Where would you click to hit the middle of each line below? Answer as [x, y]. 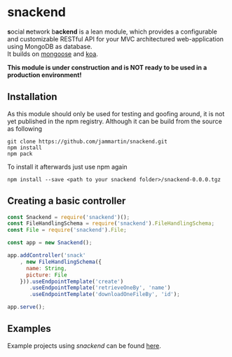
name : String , [47, 268]
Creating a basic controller [67, 201]
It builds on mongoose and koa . [53, 54]
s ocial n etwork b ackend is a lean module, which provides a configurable [112, 31]
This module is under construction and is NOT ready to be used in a [107, 67]
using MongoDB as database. [50, 46]
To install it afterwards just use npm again [67, 167]
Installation [32, 97]
